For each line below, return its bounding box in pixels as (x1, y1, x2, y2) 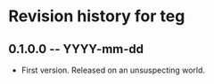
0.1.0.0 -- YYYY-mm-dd (8, 42, 144, 57)
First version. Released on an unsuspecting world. (21, 65, 206, 75)
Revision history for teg (8, 6, 185, 27)
